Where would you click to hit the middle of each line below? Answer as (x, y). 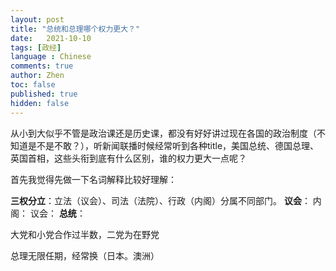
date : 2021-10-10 (51, 38)
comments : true (42, 66)
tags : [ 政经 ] (36, 47)
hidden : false (40, 103)
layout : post (37, 19)
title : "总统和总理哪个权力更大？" (75, 29)
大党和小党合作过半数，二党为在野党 (85, 234)
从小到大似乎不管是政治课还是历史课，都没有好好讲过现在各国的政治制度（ (163, 133)
